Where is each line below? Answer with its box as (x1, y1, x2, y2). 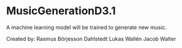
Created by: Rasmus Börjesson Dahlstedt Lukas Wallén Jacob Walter (6, 35, 176, 42)
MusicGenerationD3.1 (6, 4, 116, 18)
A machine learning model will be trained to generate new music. (6, 24, 167, 31)
